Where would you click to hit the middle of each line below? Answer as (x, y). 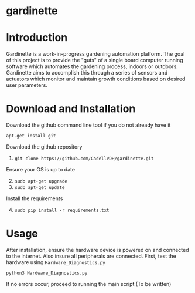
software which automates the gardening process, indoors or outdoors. (92, 66)
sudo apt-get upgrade (41, 181)
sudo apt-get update (40, 188)
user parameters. (27, 85)
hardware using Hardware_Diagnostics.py (56, 262)
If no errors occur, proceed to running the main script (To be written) (89, 284)
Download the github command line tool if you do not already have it (88, 125)
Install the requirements (35, 198)
